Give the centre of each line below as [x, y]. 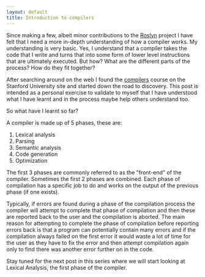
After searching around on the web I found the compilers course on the [96, 79]
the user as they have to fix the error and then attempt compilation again [98, 243]
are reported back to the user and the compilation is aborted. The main [96, 216]
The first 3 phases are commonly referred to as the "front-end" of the [94, 172]
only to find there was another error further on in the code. [80, 249]
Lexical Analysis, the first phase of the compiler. [67, 267]
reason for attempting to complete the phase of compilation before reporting [102, 223]
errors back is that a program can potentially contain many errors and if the [101, 229]
